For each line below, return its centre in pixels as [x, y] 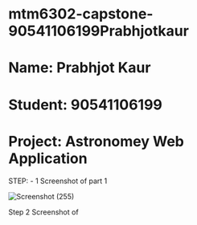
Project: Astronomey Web [96, 141]
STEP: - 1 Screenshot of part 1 [58, 181]
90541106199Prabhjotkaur [98, 31]
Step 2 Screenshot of [43, 212]
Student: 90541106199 [86, 104]
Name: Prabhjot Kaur [80, 68]
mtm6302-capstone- [81, 14]
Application [48, 158]
